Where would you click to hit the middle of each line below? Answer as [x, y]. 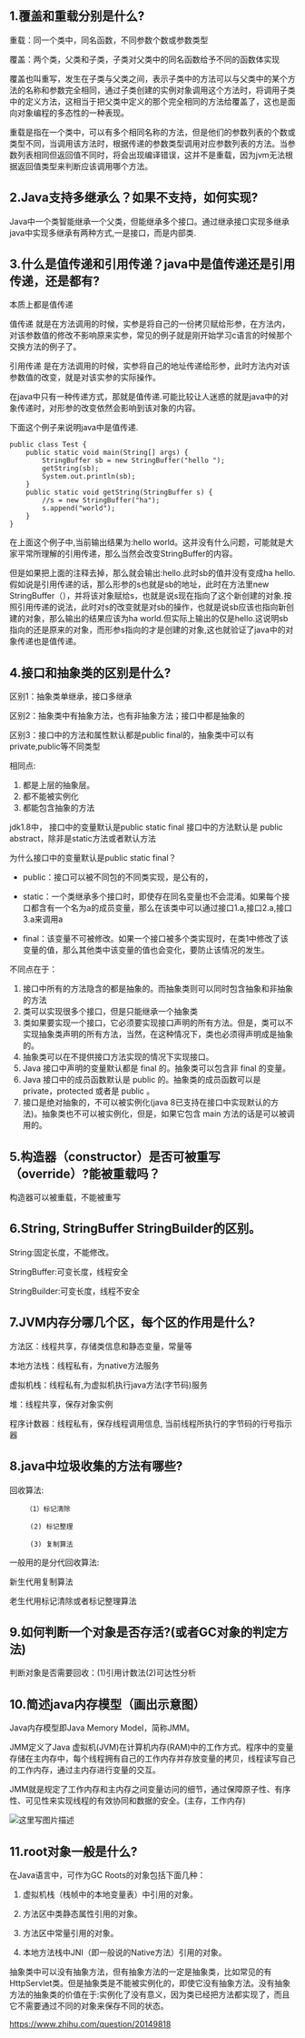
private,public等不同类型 [55, 747]
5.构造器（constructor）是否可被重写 [115, 1157]
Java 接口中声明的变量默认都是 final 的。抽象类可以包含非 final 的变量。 [156, 1068]
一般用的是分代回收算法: [54, 1562]
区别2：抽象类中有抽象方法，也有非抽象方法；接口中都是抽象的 [127, 716]
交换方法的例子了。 [45, 347]
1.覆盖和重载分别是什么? [77, 16]
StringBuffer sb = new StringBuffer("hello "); [133, 461]
